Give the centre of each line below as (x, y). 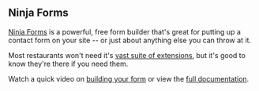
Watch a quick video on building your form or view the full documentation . (129, 78)
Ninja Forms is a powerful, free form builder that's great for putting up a (124, 31)
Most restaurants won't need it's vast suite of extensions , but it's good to (127, 55)
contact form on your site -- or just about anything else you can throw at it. (129, 40)
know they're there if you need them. (68, 64)
